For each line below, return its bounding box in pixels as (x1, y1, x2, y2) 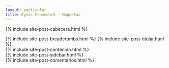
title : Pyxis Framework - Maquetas (5, 12, 81, 17)
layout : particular (5, 7, 47, 13)
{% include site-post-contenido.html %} (5, 46, 89, 52)
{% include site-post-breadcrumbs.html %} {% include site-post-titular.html (5, 36, 164, 42)
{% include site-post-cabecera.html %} (5, 26, 88, 32)
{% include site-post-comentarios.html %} (5, 57, 94, 63)
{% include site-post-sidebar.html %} (5, 51, 84, 58)
